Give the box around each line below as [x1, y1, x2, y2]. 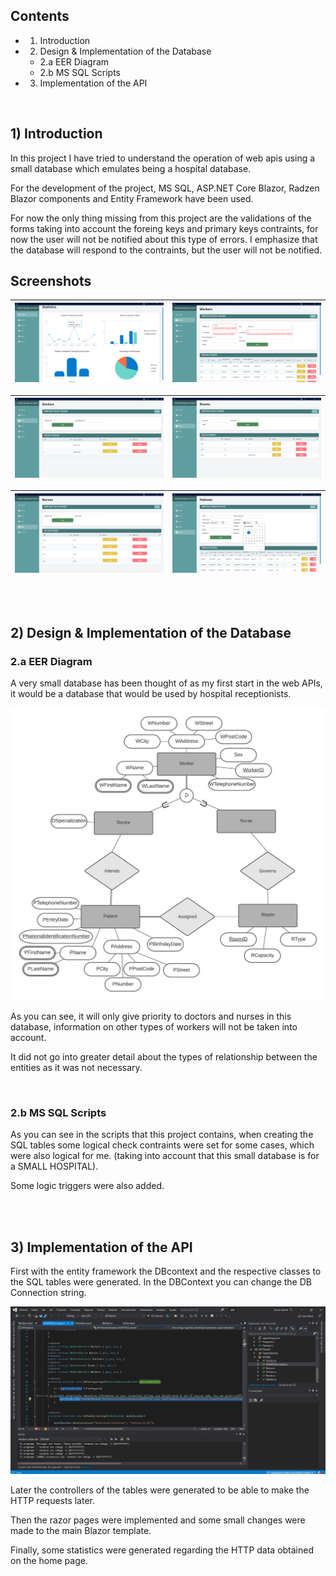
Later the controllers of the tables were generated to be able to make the [10, 1484, 310, 1496]
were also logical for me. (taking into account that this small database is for [10, 1150, 320, 1162]
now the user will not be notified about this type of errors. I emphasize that [10, 233, 318, 245]
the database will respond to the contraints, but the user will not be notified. [10, 244, 323, 256]
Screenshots [10, 273, 92, 290]
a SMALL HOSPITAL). [10, 1160, 99, 1173]
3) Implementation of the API [10, 1239, 193, 1256]
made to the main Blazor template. [10, 1525, 152, 1537]
